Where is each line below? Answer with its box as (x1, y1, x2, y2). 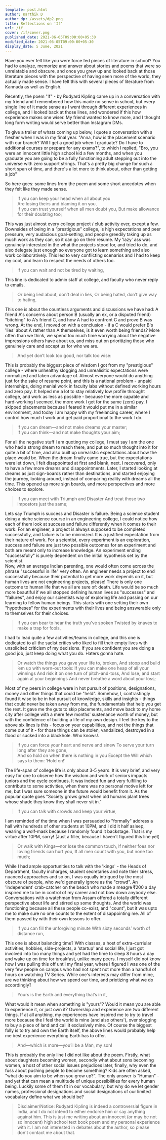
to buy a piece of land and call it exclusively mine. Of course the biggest (5, 1022, 152, 1028)
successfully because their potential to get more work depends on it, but (5, 573, 153, 579)
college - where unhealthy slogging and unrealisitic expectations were (5, 367, 148, 373)
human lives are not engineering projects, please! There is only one (5, 579, 142, 585)
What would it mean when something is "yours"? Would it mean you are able (5, 1001, 161, 1007)
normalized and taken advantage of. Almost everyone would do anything (5, 372, 153, 378)
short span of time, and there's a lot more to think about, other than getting (5, 166, 158, 172)
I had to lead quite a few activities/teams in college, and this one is (5, 634, 141, 640)
